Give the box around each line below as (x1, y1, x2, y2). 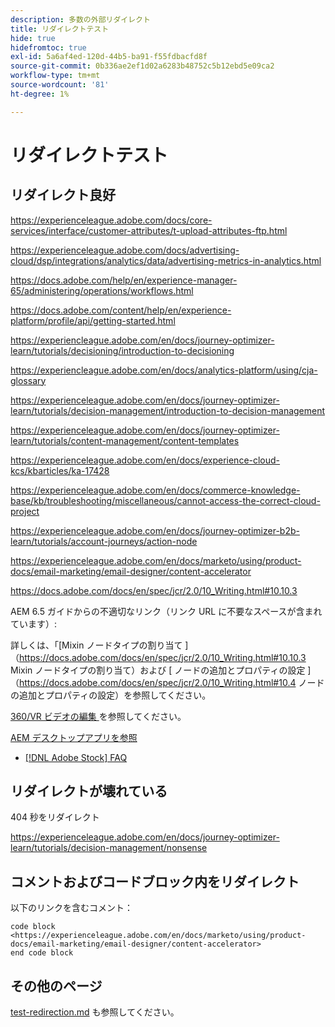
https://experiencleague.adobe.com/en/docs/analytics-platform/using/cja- (10, 364, 318, 376)
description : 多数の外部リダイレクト (10, 14, 151, 25)
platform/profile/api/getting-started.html (10, 314, 176, 326)
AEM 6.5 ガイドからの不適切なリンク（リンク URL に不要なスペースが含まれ (10, 605, 323, 617)
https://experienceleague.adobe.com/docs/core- (10, 214, 213, 226)
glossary (10, 374, 47, 386)
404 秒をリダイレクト (10, 811, 100, 823)
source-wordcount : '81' (10, 80, 110, 90)
